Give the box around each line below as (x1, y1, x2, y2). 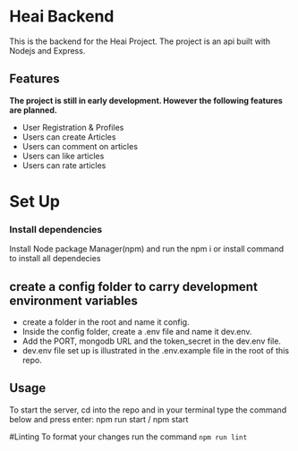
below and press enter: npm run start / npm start (9, 413, 189, 424)
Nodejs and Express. (9, 45, 86, 55)
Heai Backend (9, 6, 115, 27)
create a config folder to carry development (9, 279, 258, 294)
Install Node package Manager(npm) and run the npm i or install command (9, 243, 285, 254)
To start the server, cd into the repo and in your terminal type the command (9, 404, 287, 415)
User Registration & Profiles (21, 122, 124, 132)
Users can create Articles (21, 132, 116, 142)
